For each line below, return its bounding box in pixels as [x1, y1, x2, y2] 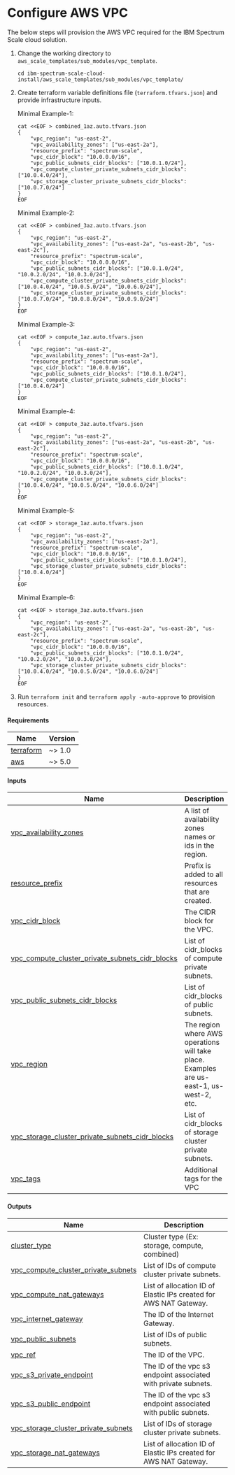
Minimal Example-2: [17, 208, 75, 217]
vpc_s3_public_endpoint [10, 1399, 91, 1409]
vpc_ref [10, 1350, 36, 1360]
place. [184, 1055, 205, 1064]
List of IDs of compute [143, 1260, 217, 1270]
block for [184, 916, 214, 926]
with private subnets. [143, 1378, 213, 1388]
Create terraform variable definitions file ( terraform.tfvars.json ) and [17, 88, 218, 97]
